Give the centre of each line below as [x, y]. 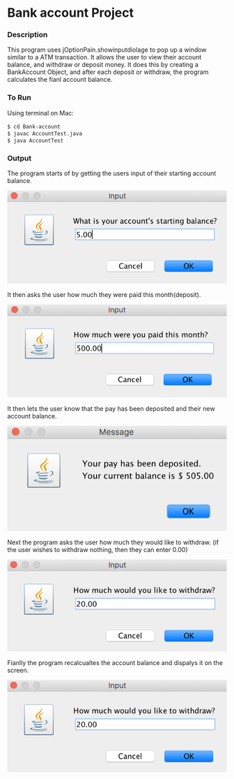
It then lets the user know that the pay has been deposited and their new [111, 409]
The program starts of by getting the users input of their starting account [112, 173]
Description [28, 35]
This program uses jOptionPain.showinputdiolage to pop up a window [107, 50]
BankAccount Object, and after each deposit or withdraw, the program [108, 72]
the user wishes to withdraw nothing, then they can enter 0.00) [97, 549]
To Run [19, 98]
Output [19, 158]
